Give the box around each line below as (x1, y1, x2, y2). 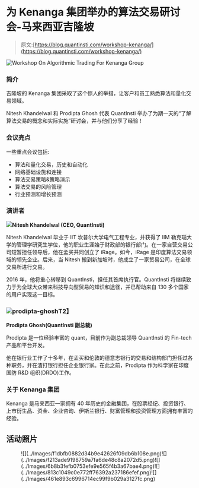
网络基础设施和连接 (14, 168, 62, 175)
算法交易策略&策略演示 (14, 176, 70, 183)
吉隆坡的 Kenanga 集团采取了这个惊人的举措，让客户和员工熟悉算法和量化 (6, 90, 187, 97)
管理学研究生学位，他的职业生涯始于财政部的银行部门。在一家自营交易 (16, 241, 188, 248)
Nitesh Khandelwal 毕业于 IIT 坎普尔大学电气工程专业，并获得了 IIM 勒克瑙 (6, 233, 187, 240)
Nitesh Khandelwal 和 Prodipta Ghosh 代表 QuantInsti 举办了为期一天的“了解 (6, 110, 191, 117)
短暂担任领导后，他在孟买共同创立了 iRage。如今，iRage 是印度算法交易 (11, 248, 187, 255)
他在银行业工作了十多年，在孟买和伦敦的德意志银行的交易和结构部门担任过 (6, 354, 188, 362)
